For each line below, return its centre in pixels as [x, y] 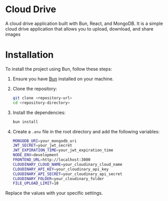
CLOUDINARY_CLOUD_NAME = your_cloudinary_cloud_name [67, 164]
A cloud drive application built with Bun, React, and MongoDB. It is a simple [84, 23]
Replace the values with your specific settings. [54, 193]
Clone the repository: [35, 89]
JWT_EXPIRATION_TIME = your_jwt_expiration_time [63, 150]
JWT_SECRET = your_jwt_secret [42, 146]
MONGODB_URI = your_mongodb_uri [45, 141]
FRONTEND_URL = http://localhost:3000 [51, 160]
